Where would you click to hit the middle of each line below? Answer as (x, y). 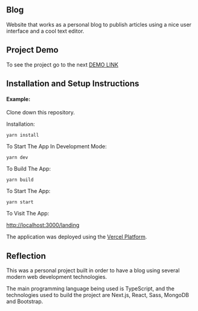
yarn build (20, 180)
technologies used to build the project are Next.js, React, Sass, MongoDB (98, 295)
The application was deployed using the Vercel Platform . (77, 237)
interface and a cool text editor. (45, 31)
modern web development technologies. (57, 277)
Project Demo (32, 50)
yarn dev (17, 158)
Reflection (26, 256)
